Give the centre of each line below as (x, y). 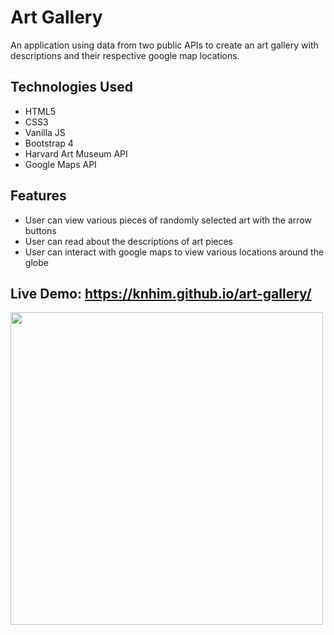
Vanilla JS (45, 132)
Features (38, 196)
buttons (40, 230)
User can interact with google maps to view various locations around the (174, 252)
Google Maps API (60, 164)
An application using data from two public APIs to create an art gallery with (164, 45)
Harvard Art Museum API (76, 153)
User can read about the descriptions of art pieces (128, 241)
